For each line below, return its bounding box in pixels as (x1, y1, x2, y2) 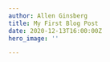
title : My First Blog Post (8, 19, 99, 27)
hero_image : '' (8, 34, 59, 43)
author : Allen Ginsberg (8, 11, 88, 20)
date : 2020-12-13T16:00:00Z (8, 27, 103, 35)
